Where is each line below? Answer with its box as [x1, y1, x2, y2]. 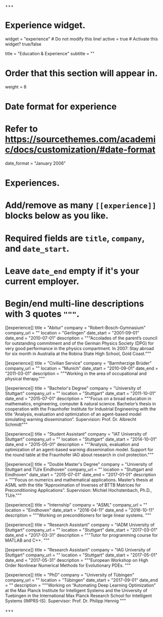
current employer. [5, 276, 79, 286]
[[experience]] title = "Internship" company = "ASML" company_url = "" [5, 502, 147, 507]
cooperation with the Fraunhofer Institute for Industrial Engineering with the [5, 406, 156, 412]
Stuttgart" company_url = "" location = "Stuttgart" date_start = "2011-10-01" [5, 390, 156, 396]
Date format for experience [5, 101, 117, 112]
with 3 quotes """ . [5, 308, 80, 319]
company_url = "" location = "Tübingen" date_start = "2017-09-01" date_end [5, 577, 158, 583]
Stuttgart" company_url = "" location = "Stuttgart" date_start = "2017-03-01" [5, 527, 158, 533]
